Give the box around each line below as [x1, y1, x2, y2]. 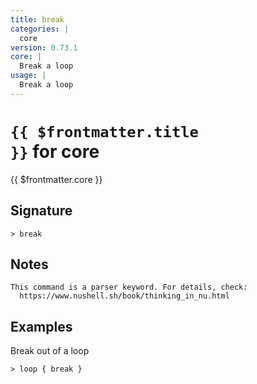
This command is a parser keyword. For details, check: [10, 282, 248, 293]
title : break [10, 14, 65, 25]
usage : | [10, 71, 47, 81]
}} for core [10, 140, 100, 163]
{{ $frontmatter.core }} [10, 173, 103, 185]
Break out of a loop [10, 345, 90, 357]
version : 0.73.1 [10, 42, 78, 53]
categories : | [10, 24, 70, 34]
